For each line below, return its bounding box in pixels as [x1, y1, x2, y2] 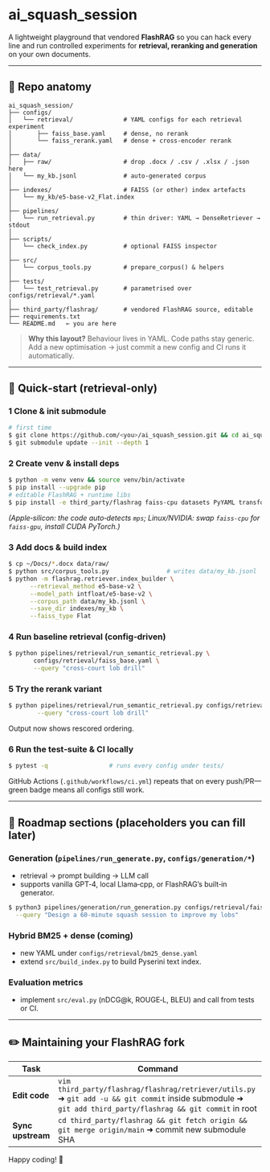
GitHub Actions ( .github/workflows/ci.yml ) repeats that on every [8, 777, 225, 786]
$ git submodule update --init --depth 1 [8, 439, 149, 447]
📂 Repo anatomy [8, 80, 92, 94]
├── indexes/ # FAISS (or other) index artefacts [8, 186, 247, 194]
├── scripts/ [8, 235, 52, 243]
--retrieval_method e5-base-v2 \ [29, 582, 142, 590]
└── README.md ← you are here [8, 319, 117, 327]
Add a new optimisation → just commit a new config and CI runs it [27, 342, 247, 351]
